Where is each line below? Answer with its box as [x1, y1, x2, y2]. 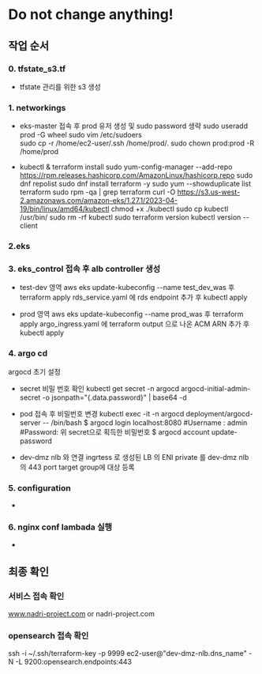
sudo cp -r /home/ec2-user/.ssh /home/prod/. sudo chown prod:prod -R [19, 138, 255, 148]
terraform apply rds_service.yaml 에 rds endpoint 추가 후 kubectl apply [19, 292, 248, 302]
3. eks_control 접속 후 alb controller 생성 [8, 263, 161, 274]
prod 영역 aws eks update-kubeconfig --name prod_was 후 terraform [19, 310, 244, 319]
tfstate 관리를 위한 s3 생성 [19, 81, 101, 92]
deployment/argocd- [185, 409, 254, 418]
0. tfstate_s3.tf [8, 63, 65, 74]
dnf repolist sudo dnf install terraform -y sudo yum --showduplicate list [19, 179, 252, 189]
